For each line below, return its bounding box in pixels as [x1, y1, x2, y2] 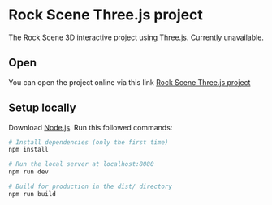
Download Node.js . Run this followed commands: [8, 122, 173, 132]
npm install [8, 146, 49, 154]
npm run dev [8, 168, 49, 176]
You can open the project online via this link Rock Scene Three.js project [8, 77, 251, 87]
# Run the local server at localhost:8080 [8, 160, 154, 169]
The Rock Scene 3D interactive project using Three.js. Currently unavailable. [8, 32, 264, 42]
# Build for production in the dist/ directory [8, 182, 173, 191]
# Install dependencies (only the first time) [8, 138, 169, 147]
